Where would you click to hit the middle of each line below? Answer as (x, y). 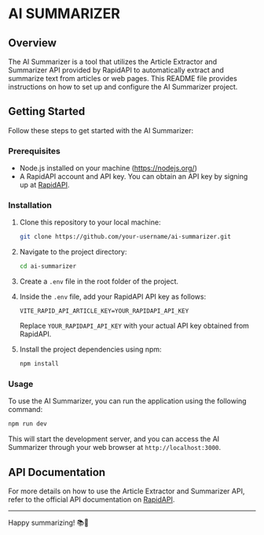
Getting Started (47, 111)
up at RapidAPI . (44, 185)
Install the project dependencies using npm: (91, 349)
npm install (39, 364)
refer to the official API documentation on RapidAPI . (92, 500)
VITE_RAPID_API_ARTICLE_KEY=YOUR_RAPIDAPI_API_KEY (104, 311)
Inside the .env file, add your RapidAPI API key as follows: (113, 297)
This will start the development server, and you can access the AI (114, 439)
